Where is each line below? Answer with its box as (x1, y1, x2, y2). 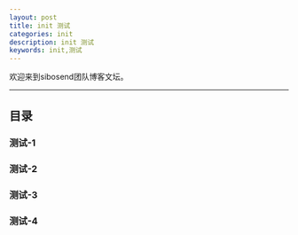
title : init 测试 (9, 21, 71, 30)
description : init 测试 (9, 37, 95, 47)
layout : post (9, 12, 58, 22)
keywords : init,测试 (9, 46, 82, 55)
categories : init (9, 29, 74, 38)
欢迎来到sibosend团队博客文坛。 (9, 72, 129, 82)
